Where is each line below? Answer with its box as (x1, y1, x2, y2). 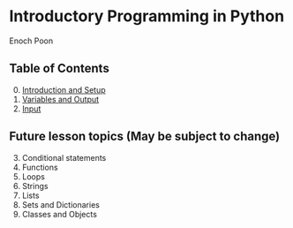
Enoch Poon (9, 35, 54, 46)
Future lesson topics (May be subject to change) (9, 129, 281, 144)
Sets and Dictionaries (21, 199, 100, 209)
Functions (21, 162, 59, 172)
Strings (21, 180, 49, 191)
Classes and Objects (21, 209, 97, 219)
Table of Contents (9, 61, 110, 76)
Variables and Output (21, 94, 100, 104)
